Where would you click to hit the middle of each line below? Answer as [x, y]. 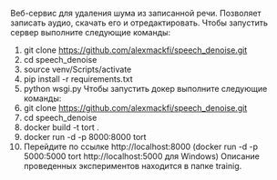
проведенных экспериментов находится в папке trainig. [133, 166]
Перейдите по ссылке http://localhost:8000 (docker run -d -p [141, 146]
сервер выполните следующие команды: [91, 32]
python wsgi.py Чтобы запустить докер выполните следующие [145, 89]
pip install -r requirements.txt [78, 79]
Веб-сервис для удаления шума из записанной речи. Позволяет [136, 13]
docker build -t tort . [61, 127]
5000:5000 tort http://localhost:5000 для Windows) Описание [142, 156]
